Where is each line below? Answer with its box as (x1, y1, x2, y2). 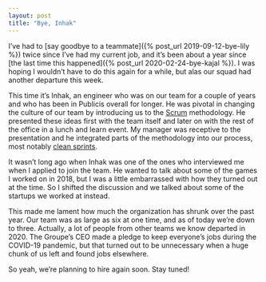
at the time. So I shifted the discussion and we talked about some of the (8, 182, 244, 192)
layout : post (8, 11, 52, 20)
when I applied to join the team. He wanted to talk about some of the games (8, 165, 258, 175)
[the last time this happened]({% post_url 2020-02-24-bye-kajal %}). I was (8, 58, 256, 68)
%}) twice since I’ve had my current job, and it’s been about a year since (8, 50, 247, 59)
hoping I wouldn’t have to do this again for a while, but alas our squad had (8, 66, 252, 76)
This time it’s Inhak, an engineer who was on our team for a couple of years (8, 90, 256, 100)
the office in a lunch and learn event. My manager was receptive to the (8, 125, 241, 134)
